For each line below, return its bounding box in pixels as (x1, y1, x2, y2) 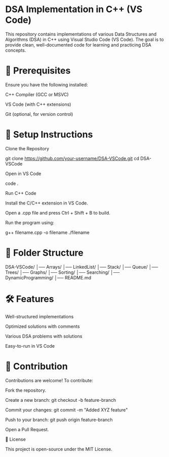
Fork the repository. (5, 387, 47, 393)
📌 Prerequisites (5, 65, 71, 76)
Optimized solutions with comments (5, 323, 80, 329)
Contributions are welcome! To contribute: (5, 377, 94, 383)
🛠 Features (5, 293, 54, 305)
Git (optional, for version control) (5, 111, 73, 117)
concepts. (5, 47, 26, 53)
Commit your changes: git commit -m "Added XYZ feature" (5, 406, 128, 413)
